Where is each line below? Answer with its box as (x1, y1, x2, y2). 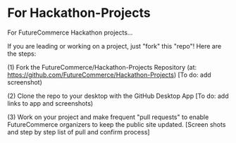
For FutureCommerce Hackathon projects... (7, 28, 133, 37)
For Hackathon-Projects (7, 5, 151, 21)
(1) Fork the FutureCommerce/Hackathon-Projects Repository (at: (7, 63, 197, 71)
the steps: (7, 49, 37, 58)
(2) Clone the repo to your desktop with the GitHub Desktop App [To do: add (7, 92, 229, 100)
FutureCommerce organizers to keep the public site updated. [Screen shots (7, 120, 226, 128)
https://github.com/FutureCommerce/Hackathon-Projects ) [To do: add (7, 70, 211, 79)
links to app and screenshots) (7, 99, 94, 107)
